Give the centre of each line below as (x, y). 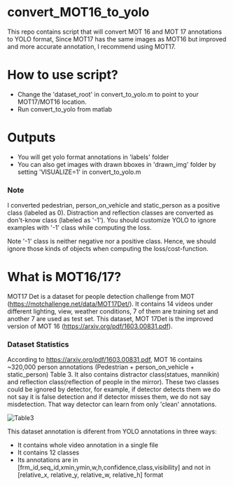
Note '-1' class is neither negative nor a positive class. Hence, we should (112, 241)
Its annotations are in (48, 460)
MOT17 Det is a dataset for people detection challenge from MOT (101, 297)
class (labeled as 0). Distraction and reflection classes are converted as (111, 213)
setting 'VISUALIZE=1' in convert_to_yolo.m (79, 172)
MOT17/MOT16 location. (52, 102)
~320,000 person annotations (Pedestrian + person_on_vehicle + (101, 367)
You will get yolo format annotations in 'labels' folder (93, 157)
